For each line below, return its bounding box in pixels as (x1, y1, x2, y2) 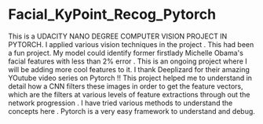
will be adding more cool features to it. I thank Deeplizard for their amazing (8, 64, 250, 74)
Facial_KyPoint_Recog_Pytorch (8, 5, 217, 24)
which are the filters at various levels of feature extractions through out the (8, 89, 250, 99)
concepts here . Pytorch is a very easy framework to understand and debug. (8, 106, 255, 115)
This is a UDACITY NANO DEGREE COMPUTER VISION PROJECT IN (8, 31, 228, 41)
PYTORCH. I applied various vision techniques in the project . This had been (8, 39, 254, 49)
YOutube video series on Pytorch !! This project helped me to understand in (8, 73, 253, 82)
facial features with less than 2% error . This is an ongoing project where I (8, 57, 247, 66)
